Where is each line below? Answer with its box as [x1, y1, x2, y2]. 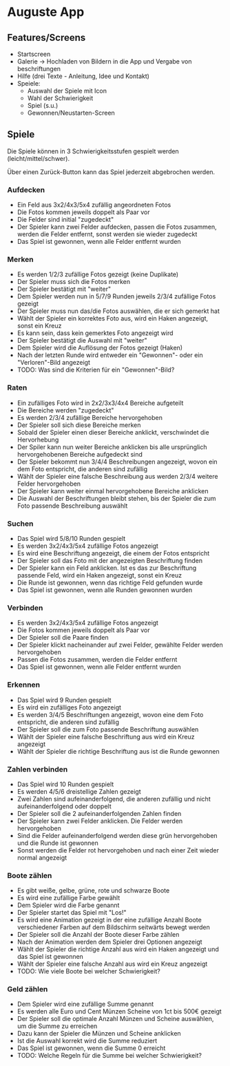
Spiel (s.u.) [27, 102, 59, 109]
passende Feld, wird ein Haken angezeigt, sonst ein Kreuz [17, 571, 182, 579]
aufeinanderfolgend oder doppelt [17, 802, 112, 810]
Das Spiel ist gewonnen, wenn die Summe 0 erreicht [17, 1044, 166, 1052]
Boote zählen [7, 870, 52, 880]
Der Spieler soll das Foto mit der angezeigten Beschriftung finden [17, 557, 203, 564]
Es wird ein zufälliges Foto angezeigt [17, 703, 122, 712]
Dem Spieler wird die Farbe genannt [17, 901, 120, 909]
